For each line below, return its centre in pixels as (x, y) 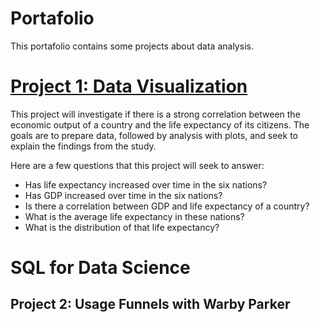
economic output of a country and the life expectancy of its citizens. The (160, 124)
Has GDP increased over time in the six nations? (123, 195)
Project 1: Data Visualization (129, 86)
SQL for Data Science (100, 268)
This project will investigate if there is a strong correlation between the (155, 114)
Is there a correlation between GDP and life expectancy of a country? (167, 206)
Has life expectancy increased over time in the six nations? (146, 184)
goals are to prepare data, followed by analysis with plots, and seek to (154, 135)
